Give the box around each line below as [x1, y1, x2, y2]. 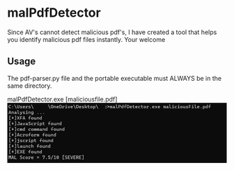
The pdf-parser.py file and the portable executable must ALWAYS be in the [7, 74, 221, 82]
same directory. [7, 82, 52, 90]
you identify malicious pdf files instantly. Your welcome [7, 35, 166, 43]
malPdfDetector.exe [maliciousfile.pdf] [7, 95, 118, 103]
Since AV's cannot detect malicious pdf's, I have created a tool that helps [7, 28, 217, 36]
